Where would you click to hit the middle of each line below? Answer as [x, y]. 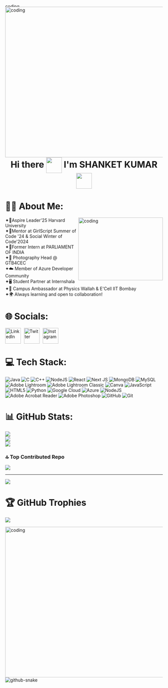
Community [17, 276]
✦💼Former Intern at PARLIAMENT [39, 247]
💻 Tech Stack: [36, 362]
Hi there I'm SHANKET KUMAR [84, 164]
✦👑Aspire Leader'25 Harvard [35, 220]
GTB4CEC [16, 263]
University [16, 225]
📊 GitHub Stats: [39, 417]
